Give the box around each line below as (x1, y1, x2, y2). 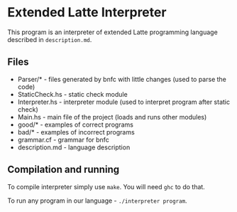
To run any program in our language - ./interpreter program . (7, 196, 187, 205)
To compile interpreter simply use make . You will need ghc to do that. (7, 182, 206, 191)
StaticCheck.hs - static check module (17, 90, 128, 98)
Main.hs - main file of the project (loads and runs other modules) (17, 112, 207, 121)
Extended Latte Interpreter (7, 4, 167, 21)
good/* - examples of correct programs (17, 120, 133, 129)
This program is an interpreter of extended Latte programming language (7, 28, 218, 36)
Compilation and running (7, 164, 119, 176)
